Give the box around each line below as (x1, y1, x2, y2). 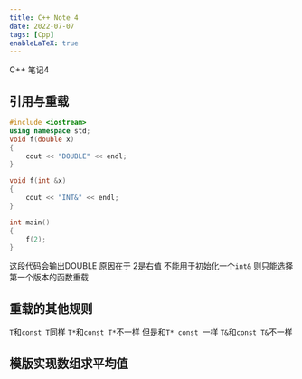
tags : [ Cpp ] (9, 30, 54, 39)
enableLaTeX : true (9, 38, 79, 48)
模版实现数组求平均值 (9, 355, 128, 371)
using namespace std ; (9, 126, 91, 136)
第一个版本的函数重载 (9, 272, 89, 283)
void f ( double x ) (9, 135, 75, 144)
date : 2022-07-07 (9, 22, 75, 31)
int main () (9, 218, 51, 227)
